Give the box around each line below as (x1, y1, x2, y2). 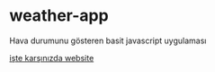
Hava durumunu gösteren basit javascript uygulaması (9, 35, 207, 46)
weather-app (9, 5, 110, 26)
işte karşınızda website (9, 52, 94, 63)
